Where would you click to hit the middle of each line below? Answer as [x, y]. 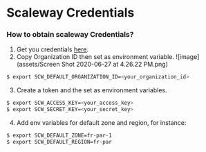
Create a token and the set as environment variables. [92, 90]
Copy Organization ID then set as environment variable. [95, 57]
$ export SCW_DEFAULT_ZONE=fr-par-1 [59, 136]
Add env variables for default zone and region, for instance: [101, 123]
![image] [187, 57]
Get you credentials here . [53, 49]
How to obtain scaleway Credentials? [70, 35]
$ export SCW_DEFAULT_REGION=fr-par [59, 142]
